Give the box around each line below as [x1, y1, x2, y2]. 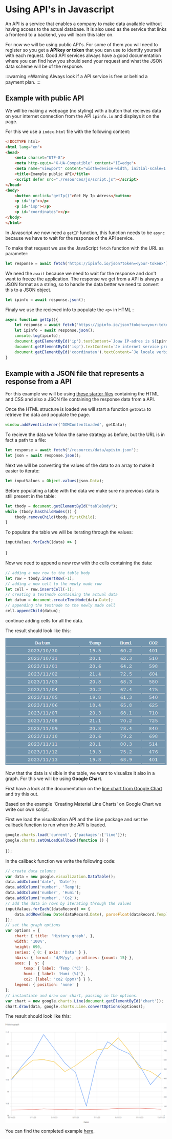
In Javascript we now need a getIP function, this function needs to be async [5, 230, 165, 236]
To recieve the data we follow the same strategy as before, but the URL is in [5, 431, 165, 438]
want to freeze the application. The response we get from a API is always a [5, 276, 163, 282]
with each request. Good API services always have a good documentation [5, 52, 161, 59]
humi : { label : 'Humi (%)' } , [24, 972, 86, 977]
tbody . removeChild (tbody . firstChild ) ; [14, 515, 97, 520]
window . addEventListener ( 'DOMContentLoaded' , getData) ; [5, 422, 127, 427]
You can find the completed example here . [5, 1128, 95, 1134]
